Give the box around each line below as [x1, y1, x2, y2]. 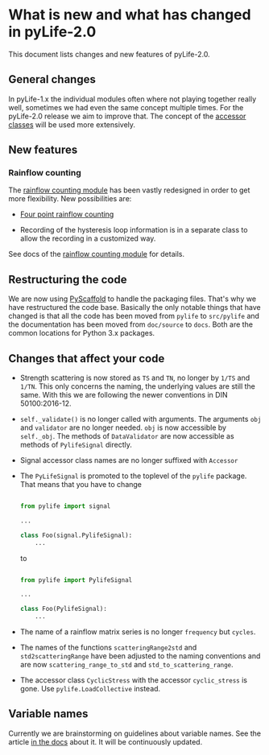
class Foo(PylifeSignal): [19, 605, 107, 613]
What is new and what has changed [8, 6, 251, 24]
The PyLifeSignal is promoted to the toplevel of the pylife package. [19, 471, 247, 481]
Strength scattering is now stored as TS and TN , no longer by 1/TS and [19, 373, 250, 383]
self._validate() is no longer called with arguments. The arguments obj [19, 415, 262, 424]
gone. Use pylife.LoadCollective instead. [19, 684, 161, 694]
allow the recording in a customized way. [19, 233, 156, 243]
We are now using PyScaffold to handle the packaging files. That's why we [8, 294, 256, 303]
